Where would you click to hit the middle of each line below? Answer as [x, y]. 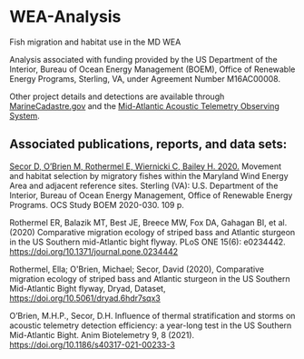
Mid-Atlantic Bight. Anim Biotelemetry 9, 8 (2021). [102, 334]
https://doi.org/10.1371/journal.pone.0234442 [94, 251]
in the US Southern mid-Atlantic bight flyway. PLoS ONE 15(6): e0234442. [147, 242]
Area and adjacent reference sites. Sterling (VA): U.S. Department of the [144, 185]
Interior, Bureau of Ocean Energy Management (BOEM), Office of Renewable [152, 69]
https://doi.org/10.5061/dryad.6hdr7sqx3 [85, 298]
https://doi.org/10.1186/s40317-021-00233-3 [92, 344]
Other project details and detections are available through [117, 96]
